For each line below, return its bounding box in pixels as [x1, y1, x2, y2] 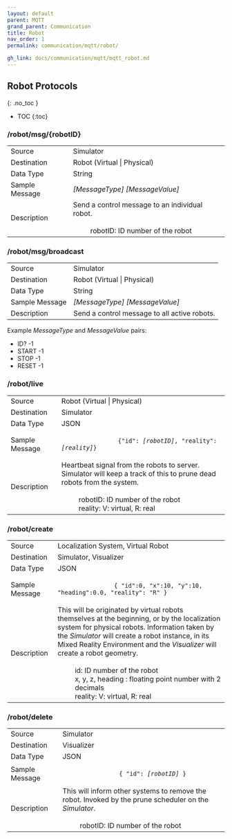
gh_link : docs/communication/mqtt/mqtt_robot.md [7, 55, 150, 62]
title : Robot [7, 29, 45, 37]
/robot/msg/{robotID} [7, 129, 81, 139]
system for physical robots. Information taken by [57, 622, 215, 631]
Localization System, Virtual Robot [57, 541, 169, 551]
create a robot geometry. [57, 648, 139, 658]
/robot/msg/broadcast [7, 246, 84, 256]
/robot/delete [7, 712, 53, 721]
